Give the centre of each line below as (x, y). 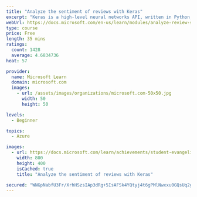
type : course (22, 28)
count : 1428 (26, 50)
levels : (16, 115)
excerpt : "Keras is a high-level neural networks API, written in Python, (99, 17)
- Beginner (25, 120)
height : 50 (35, 104)
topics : (16, 131)
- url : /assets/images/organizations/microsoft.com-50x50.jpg (94, 94)
